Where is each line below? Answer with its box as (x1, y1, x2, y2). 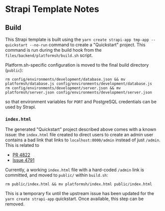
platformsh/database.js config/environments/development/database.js (5, 81, 153, 86)
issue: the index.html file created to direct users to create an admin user (5, 132, 154, 138)
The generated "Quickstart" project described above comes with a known (5, 126, 157, 132)
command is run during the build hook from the (5, 47, 102, 53)
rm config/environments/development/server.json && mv (5, 86, 121, 91)
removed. (5, 201, 25, 207)
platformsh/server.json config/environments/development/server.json (5, 90, 153, 95)
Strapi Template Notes (5, 3, 99, 15)
